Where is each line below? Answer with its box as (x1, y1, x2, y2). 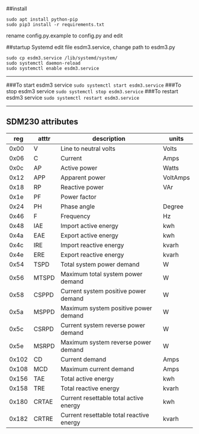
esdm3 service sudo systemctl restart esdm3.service (6, 94, 140, 101)
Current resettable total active (60, 394, 144, 402)
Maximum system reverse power (60, 338, 152, 346)
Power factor (60, 192, 97, 201)
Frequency (60, 212, 91, 220)
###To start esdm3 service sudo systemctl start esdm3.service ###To (6, 81, 182, 88)
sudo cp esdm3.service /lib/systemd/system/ (6, 55, 118, 61)
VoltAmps (162, 173, 190, 182)
